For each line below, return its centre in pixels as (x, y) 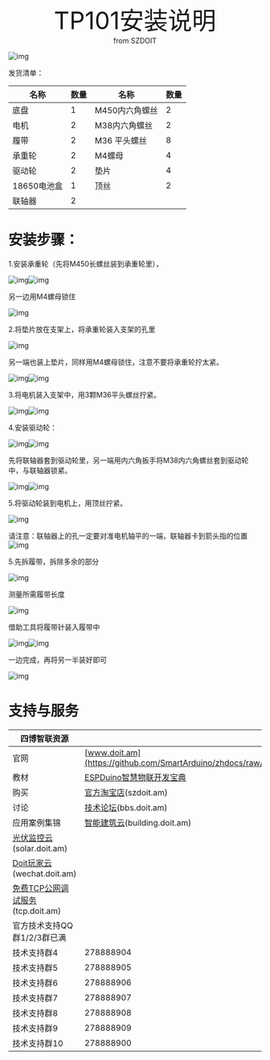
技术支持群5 (35, 967)
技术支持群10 (38, 1043)
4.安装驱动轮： (33, 427)
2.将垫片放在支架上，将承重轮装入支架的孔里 (82, 329)
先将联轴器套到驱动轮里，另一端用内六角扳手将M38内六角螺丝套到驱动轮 (129, 460)
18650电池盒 (37, 186)
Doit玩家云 (32, 863)
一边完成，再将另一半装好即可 (57, 659)
